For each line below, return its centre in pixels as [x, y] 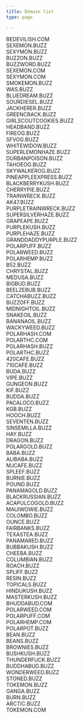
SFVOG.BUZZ [23, 139]
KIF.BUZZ [18, 390]
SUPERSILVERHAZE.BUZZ [38, 214]
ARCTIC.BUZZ [24, 703]
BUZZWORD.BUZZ [29, 64]
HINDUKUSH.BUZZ [29, 591]
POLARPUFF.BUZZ [29, 246]
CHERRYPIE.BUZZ [28, 189]
